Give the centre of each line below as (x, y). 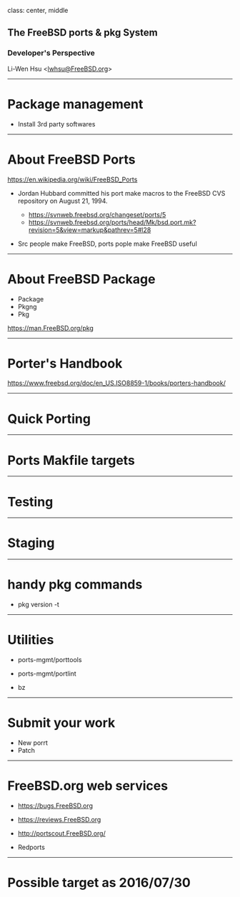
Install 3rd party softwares (56, 124)
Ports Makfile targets (71, 460)
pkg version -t (38, 605)
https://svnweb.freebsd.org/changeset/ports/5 (97, 214)
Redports (31, 847)
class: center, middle (38, 10)
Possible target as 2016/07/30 (99, 883)
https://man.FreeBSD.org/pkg (51, 328)
